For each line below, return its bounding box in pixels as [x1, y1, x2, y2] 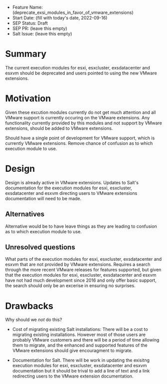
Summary [5, 48, 46, 59]
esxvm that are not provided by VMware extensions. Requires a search [5, 262, 151, 268]
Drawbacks [5, 300, 53, 312]
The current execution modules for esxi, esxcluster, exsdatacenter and [5, 64, 151, 70]
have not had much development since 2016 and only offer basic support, [5, 277, 157, 284]
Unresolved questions [5, 243, 76, 252]
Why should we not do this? [5, 317, 62, 323]
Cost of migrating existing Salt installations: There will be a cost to [12, 327, 148, 333]
